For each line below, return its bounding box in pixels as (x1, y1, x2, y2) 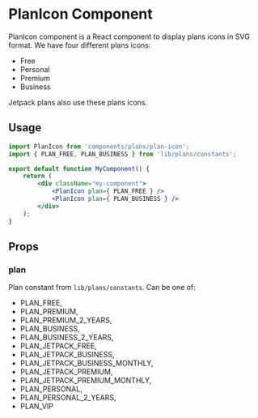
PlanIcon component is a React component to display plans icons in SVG (8, 32, 251, 41)
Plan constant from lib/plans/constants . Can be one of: (8, 283, 196, 292)
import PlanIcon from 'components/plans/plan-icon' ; (8, 143, 190, 151)
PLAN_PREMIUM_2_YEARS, (19, 315, 112, 325)
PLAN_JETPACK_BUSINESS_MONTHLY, (19, 358, 154, 369)
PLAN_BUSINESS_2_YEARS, (19, 333, 114, 343)
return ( (23, 172, 53, 181)
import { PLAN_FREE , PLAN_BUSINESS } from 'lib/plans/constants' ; (8, 150, 237, 158)
